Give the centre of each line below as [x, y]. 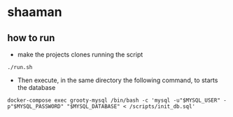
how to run [31, 38]
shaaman [35, 12]
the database [36, 87]
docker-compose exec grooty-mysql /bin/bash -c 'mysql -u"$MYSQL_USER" [114, 100]
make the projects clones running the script [80, 54]
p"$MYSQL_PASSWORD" [36, 107]
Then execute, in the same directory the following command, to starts [118, 80]
